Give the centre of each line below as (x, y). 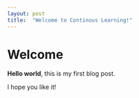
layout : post (26, 14)
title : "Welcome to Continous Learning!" (70, 20)
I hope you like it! (32, 87)
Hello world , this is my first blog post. (61, 74)
